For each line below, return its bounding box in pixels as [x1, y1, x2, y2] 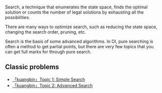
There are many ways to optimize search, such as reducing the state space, [5, 24, 158, 30]
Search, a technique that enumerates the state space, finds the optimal [5, 4, 148, 10]
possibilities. [5, 15, 30, 20]
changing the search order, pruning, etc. [5, 29, 86, 35]
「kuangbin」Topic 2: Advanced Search [12, 82, 93, 88]
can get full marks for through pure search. [5, 49, 92, 55]
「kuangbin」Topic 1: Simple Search [12, 76, 85, 82]
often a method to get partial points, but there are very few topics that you [5, 44, 154, 49]
